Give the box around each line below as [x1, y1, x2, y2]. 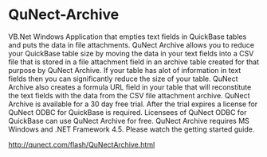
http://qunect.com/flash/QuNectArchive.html [8, 140, 155, 149]
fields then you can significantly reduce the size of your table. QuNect [8, 74, 238, 83]
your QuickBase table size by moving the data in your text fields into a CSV [8, 48, 254, 58]
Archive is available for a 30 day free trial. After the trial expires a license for [8, 99, 258, 109]
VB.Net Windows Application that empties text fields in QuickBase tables [8, 32, 247, 41]
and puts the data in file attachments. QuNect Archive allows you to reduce [8, 40, 255, 49]
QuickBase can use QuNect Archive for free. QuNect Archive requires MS [8, 116, 249, 125]
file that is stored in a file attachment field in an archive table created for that [8, 57, 259, 67]
